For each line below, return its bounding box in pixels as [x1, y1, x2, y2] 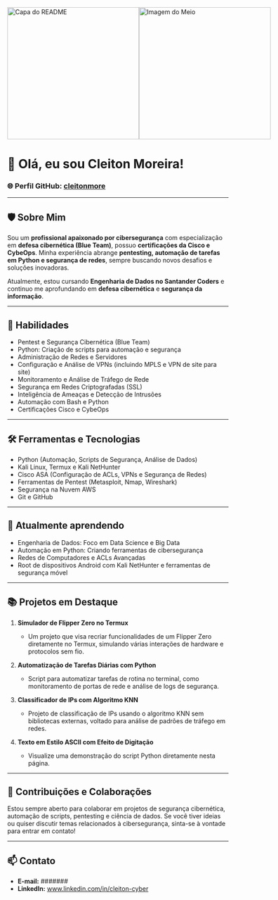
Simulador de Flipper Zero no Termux [17, 618, 128, 627]
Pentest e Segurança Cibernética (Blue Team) [17, 338, 150, 346]
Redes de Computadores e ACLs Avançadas [17, 553, 146, 562]
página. [27, 758, 51, 767]
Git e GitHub [17, 492, 53, 501]
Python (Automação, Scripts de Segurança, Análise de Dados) [17, 455, 198, 463]
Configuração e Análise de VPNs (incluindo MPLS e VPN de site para [17, 361, 218, 369]
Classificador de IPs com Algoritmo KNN [17, 695, 138, 704]
